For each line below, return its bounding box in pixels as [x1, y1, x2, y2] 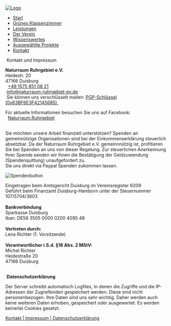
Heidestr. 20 [5, 72, 32, 79]
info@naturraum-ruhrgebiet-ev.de [6, 89, 78, 94]
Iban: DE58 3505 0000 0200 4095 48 [5, 215, 85, 221]
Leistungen [12, 26, 37, 32]
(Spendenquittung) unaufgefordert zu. [5, 157, 86, 163]
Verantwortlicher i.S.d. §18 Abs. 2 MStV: [5, 242, 93, 248]
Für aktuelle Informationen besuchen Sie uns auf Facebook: [5, 110, 131, 115]
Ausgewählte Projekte [12, 42, 59, 48]
